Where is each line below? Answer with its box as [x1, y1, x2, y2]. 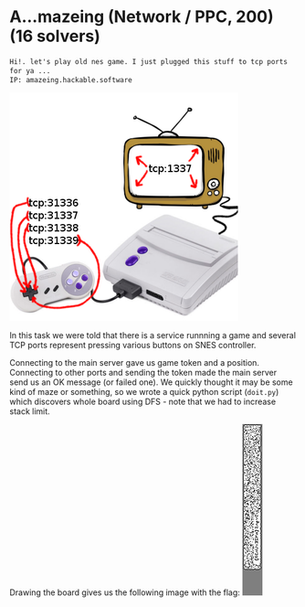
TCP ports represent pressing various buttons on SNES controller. [9, 339, 257, 350]
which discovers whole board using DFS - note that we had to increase [9, 396, 277, 407]
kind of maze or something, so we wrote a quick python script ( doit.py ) [9, 386, 279, 397]
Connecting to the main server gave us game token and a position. [9, 357, 260, 367]
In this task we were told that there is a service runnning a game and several [9, 329, 297, 340]
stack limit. [9, 405, 50, 417]
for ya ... [9, 66, 51, 75]
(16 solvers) [9, 26, 100, 47]
